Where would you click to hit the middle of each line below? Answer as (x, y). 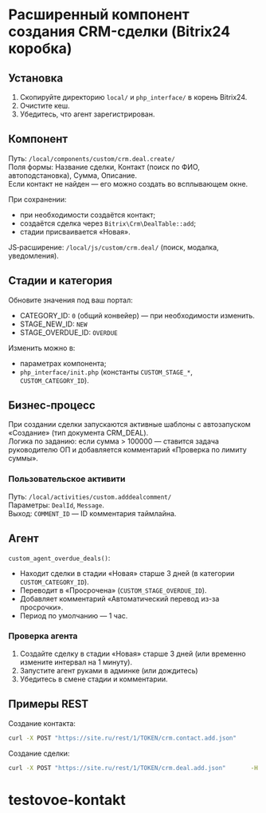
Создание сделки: (39, 753)
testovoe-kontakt (67, 800)
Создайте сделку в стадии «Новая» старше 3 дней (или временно (133, 653)
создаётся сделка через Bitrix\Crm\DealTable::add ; (108, 223)
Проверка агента (43, 636)
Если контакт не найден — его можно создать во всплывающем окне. (128, 184)
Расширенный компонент (99, 15)
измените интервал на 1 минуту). (76, 662)
